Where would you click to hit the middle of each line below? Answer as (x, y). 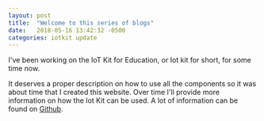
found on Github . (36, 109)
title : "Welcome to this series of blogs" (81, 23)
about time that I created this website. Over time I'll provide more (114, 93)
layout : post (30, 15)
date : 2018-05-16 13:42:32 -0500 (67, 30)
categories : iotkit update (53, 38)
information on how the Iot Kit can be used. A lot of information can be (123, 100)
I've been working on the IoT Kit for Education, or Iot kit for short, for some (130, 60)
